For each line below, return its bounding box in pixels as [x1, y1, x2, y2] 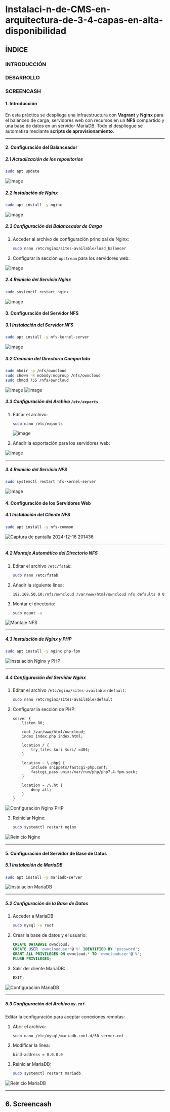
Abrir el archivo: [12, 1023, 47, 1030]
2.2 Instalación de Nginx [5, 190, 58, 196]
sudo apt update [5, 169, 39, 174]
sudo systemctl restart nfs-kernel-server [5, 479, 96, 484]
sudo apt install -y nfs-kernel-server [5, 334, 90, 340]
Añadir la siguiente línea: [12, 582, 64, 588]
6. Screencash [5, 1099, 52, 1108]
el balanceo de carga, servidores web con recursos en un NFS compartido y [5, 117, 164, 123]
